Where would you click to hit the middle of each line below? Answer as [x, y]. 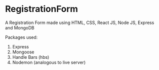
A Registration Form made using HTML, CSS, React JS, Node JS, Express [80, 23]
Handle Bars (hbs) [31, 57]
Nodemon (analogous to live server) [49, 62]
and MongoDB [20, 27]
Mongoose [23, 52]
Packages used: [21, 37]
